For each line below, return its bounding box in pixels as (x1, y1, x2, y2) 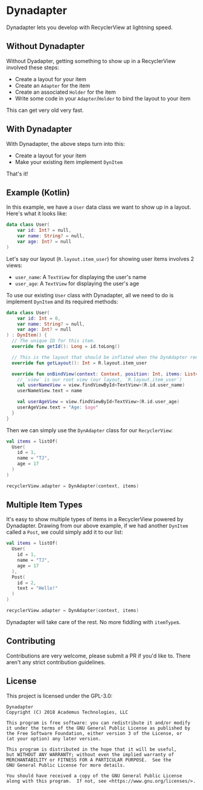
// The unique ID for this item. (11, 338, 96, 344)
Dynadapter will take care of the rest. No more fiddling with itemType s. (6, 618, 181, 625)
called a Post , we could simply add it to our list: (6, 528, 123, 536)
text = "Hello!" (17, 585, 59, 591)
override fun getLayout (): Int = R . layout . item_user (11, 360, 147, 366)
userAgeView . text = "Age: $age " (17, 404, 98, 410)
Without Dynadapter (6, 41, 85, 51)
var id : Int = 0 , (17, 315, 61, 321)
